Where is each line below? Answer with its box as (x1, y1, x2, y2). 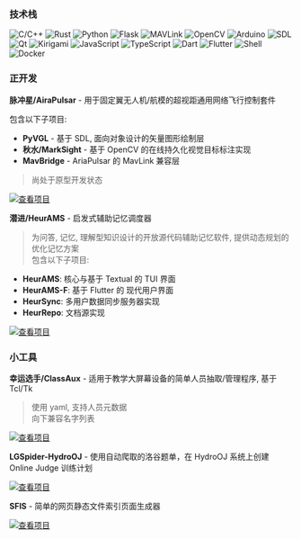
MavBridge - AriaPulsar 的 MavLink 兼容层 (22, 155, 181, 166)
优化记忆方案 (31, 243, 79, 254)
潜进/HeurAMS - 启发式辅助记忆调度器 (9, 212, 153, 223)
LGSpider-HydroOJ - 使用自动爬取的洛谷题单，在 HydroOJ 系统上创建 (9, 451, 270, 462)
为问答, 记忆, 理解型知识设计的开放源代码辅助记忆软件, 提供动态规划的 (31, 231, 289, 242)
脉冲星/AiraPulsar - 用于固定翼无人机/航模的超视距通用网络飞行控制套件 (9, 94, 276, 105)
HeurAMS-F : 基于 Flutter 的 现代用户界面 (22, 284, 174, 295)
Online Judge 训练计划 (9, 462, 93, 473)
